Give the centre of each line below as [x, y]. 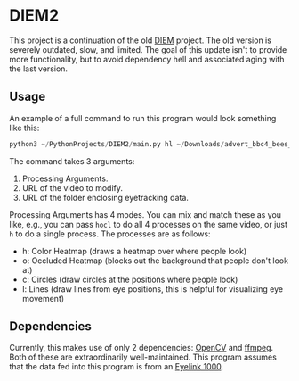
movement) [43, 298]
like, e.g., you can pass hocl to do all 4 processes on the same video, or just [148, 224]
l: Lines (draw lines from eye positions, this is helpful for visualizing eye [152, 289]
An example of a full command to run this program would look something [143, 118]
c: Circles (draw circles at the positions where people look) [130, 279]
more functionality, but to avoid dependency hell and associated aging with [147, 59]
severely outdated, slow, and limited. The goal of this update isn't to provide [148, 49]
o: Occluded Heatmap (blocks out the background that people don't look [155, 261]
